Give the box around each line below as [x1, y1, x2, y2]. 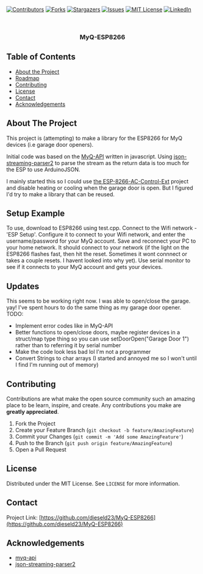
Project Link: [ [6, 513, 41, 521]
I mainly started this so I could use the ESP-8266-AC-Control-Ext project [6, 177, 189, 185]
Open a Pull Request [15, 446, 67, 453]
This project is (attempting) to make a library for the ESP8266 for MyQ [6, 134, 183, 142]
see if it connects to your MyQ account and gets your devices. [6, 263, 163, 271]
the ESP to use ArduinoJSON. [6, 166, 80, 173]
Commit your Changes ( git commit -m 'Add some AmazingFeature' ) [15, 433, 184, 440]
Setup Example [6, 208, 65, 218]
